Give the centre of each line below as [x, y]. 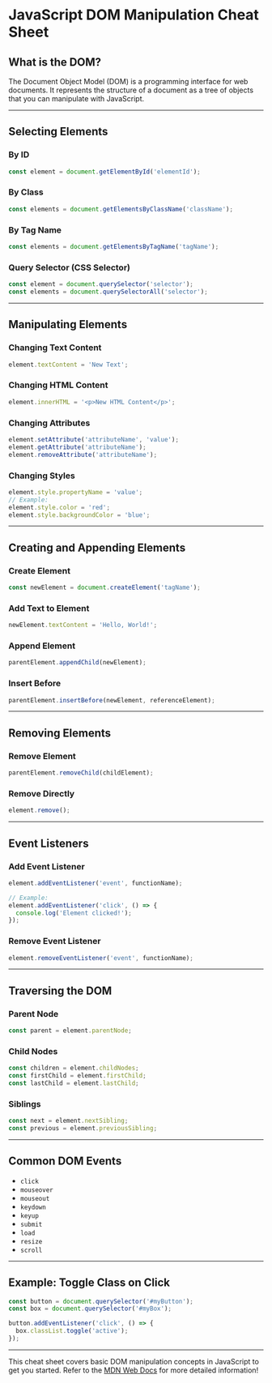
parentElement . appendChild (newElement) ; [78, 663]
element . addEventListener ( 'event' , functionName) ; [96, 883]
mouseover [37, 1190]
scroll [31, 1250]
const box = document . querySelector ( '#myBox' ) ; [90, 1309]
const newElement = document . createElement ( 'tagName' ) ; [104, 588]
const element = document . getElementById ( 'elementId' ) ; [104, 172]
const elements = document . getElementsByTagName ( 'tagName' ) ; [114, 247]
